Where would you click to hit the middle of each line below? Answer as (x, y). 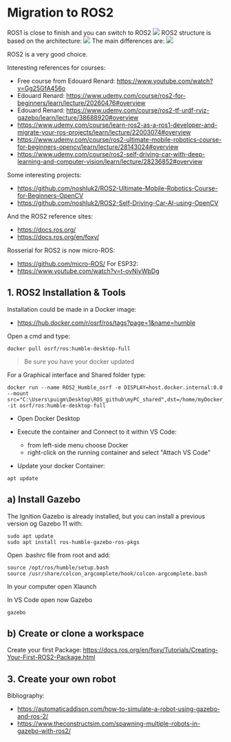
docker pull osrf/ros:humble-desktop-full (69, 349)
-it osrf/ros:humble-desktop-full (57, 405)
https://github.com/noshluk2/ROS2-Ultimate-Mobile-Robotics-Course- (117, 188)
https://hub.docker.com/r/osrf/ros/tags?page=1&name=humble (106, 323)
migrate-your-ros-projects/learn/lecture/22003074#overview (104, 132)
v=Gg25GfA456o (41, 88)
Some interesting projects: (44, 174)
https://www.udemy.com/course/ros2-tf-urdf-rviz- (138, 110)
